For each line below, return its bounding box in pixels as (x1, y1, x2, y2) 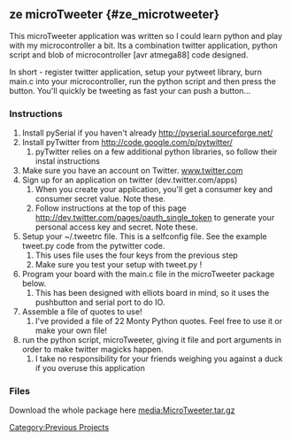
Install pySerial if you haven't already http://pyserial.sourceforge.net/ (21, 128, 273, 138)
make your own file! (35, 325, 108, 336)
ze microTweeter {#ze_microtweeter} (9, 7, 219, 22)
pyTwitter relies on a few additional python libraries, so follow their (35, 146, 278, 158)
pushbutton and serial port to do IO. (35, 297, 165, 308)
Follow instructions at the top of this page (35, 203, 188, 213)
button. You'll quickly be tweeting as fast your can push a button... (9, 85, 250, 96)
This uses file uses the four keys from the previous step (35, 250, 239, 260)
